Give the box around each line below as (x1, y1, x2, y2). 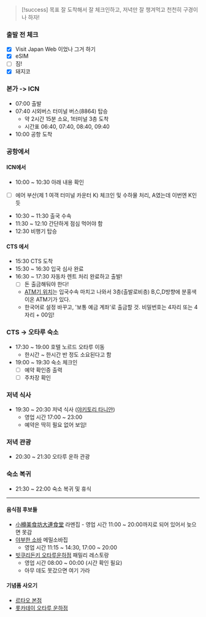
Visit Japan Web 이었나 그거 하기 (15, 45, 96, 53)
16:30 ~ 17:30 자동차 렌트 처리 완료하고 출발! (15, 273, 123, 280)
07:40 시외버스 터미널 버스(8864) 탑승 (15, 107, 109, 115)
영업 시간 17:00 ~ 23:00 (24, 413, 83, 421)
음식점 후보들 (6, 506, 38, 513)
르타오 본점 (15, 597, 42, 604)
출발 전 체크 (6, 30, 39, 39)
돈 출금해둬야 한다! (24, 280, 69, 288)
